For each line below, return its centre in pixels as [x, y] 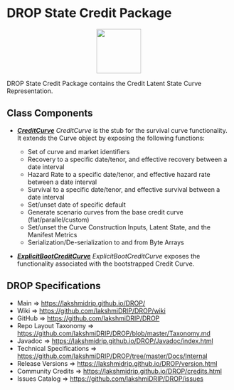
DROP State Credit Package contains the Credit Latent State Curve [104, 83]
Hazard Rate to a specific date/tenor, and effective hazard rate [119, 174]
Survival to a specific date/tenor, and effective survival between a [124, 189]
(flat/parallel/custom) [58, 220]
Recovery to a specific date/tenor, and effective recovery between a [127, 159]
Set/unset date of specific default [76, 205]
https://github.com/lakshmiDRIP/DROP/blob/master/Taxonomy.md [114, 333]
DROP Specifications [54, 286]
